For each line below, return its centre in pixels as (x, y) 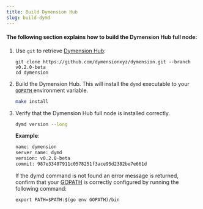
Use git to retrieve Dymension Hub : (60, 51)
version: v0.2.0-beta (42, 158)
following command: (41, 188)
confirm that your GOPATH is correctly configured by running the (97, 182)
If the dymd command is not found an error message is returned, (97, 175)
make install (32, 101)
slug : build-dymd (28, 18)
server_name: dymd (39, 153)
